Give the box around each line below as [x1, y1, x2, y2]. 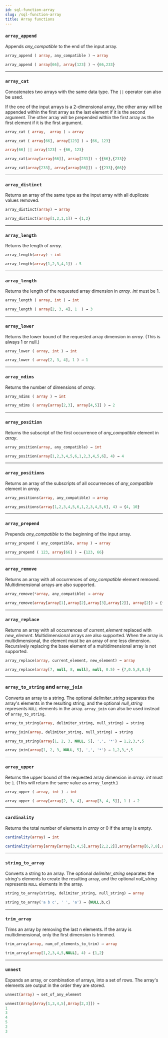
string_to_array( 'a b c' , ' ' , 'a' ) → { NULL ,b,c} [5, 899, 111, 905]
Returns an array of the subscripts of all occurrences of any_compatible [5, 480, 153, 486]
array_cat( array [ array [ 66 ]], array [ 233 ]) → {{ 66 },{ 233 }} [5, 156, 126, 162]
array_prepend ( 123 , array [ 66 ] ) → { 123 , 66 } [5, 550, 104, 555]
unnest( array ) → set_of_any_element [5, 992, 81, 997]
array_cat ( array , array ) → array [5, 129, 84, 134]
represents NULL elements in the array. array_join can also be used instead [5, 705, 160, 711]
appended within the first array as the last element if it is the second [5, 109, 145, 115]
